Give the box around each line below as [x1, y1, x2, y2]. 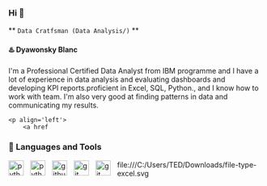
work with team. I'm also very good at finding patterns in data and [8, 91, 228, 101]
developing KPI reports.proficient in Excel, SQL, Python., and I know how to [8, 82, 259, 92]
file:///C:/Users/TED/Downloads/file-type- [117, 159, 257, 169]
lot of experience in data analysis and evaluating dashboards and [8, 74, 226, 84]
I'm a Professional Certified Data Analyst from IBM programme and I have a [8, 66, 259, 75]
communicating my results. [8, 100, 99, 110]
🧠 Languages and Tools [8, 142, 102, 153]
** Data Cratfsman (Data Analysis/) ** [8, 26, 139, 36]
